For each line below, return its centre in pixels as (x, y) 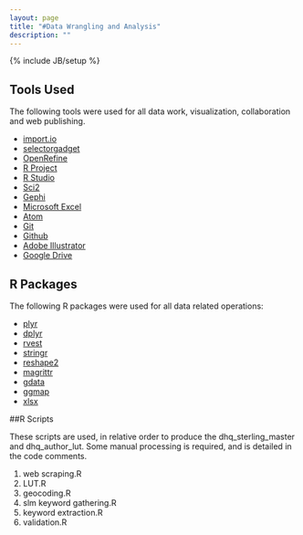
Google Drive (47, 256)
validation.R (45, 522)
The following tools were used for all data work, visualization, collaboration (150, 111)
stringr (35, 353)
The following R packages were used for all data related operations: (136, 306)
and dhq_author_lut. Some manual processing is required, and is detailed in (151, 446)
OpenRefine (45, 158)
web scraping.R (52, 474)
